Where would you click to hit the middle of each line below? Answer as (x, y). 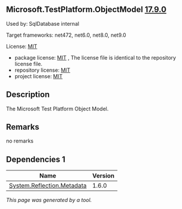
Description (28, 95)
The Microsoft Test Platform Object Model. (57, 109)
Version (103, 176)
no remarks (20, 141)
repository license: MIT (42, 70)
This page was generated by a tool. (49, 200)
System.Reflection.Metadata (48, 186)
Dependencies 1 (36, 159)
